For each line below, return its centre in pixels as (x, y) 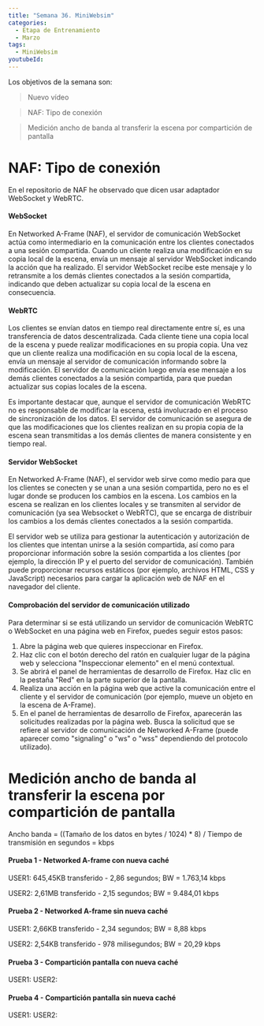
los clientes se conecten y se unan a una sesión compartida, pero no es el (128, 488)
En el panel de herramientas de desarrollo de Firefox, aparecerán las (131, 713)
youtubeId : (26, 60)
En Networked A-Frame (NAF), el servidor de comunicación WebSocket (125, 234)
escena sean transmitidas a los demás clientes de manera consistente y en (130, 435)
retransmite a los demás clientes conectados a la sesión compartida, (119, 276)
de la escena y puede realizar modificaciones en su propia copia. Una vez (128, 345)
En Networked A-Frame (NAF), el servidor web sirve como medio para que (129, 479)
